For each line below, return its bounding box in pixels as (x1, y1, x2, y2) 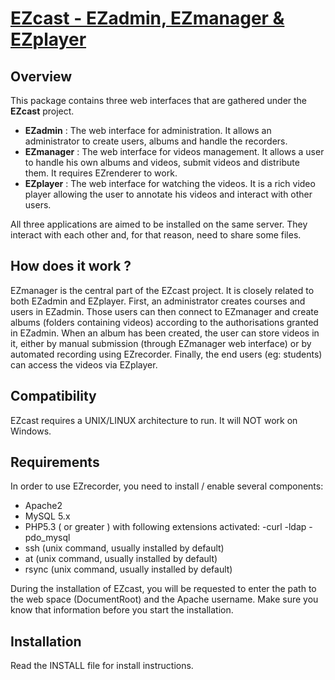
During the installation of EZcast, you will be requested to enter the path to (10, 583, 317, 595)
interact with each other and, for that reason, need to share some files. (10, 229, 302, 241)
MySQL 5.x (24, 510, 71, 522)
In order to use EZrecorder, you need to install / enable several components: (10, 480, 324, 492)
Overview (10, 68, 73, 85)
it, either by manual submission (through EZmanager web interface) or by (10, 337, 312, 349)
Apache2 (24, 500, 63, 512)
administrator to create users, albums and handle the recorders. (24, 135, 288, 147)
